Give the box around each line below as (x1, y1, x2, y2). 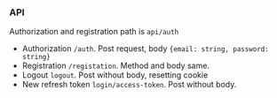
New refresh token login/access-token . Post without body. (21, 79, 237, 90)
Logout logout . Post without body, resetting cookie (21, 70, 209, 80)
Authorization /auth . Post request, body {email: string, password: (21, 43, 269, 54)
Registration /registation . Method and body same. (21, 60, 210, 72)
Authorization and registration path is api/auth (9, 26, 179, 37)
